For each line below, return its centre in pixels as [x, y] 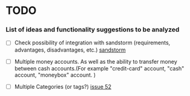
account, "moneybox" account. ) [55, 75]
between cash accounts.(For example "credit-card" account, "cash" [99, 68]
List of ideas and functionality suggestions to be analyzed [93, 30]
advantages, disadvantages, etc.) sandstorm [70, 50]
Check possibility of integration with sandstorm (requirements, [92, 43]
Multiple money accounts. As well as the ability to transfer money [96, 61]
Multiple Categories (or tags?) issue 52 [63, 86]
